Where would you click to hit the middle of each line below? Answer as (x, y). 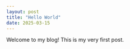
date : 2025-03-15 (28, 23)
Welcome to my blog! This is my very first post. (65, 40)
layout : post (23, 12)
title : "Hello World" (34, 17)
